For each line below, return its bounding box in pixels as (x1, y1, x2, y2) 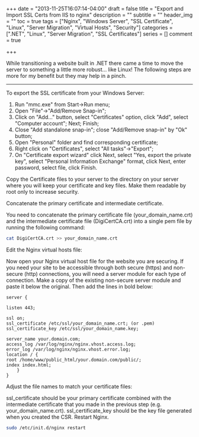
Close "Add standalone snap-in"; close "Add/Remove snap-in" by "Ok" (14, 126, 188, 133)
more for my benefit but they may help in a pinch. (6, 73, 127, 79)
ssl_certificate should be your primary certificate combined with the (6, 394, 172, 401)
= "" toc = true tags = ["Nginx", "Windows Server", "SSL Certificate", (6, 18, 174, 24)
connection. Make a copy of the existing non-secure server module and (6, 276, 181, 284)
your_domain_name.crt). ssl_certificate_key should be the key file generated (6, 407, 192, 414)
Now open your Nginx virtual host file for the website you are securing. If (6, 257, 184, 265)
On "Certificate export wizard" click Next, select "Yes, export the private (14, 152, 191, 158)
